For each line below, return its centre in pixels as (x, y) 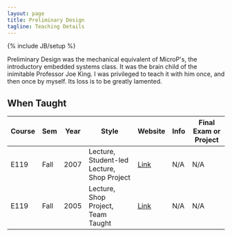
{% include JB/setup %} (41, 46)
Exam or (207, 131)
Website (152, 131)
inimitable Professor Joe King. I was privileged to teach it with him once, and (116, 74)
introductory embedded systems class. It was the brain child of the (102, 67)
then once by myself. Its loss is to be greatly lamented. (85, 82)
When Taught (37, 103)
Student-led (109, 160)
